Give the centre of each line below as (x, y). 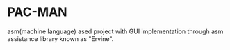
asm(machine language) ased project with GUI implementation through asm (115, 31)
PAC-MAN (37, 12)
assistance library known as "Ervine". (60, 38)
